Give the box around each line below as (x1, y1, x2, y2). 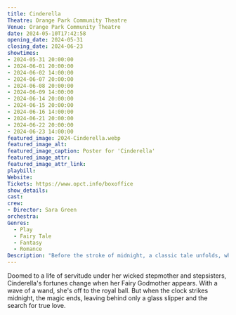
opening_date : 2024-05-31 (7, 37, 83, 44)
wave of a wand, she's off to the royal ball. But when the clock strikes (7, 286, 209, 295)
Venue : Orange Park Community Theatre (7, 23, 121, 30)
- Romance (13, 245, 42, 253)
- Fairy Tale (13, 233, 52, 240)
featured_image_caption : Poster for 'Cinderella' (7, 148, 156, 155)
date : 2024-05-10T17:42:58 (7, 30, 86, 37)
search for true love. (7, 302, 66, 309)
